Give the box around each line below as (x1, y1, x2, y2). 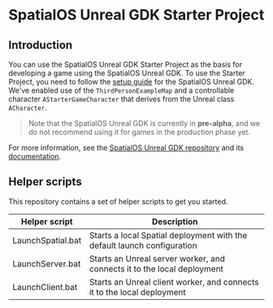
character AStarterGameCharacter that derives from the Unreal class (8, 94, 235, 103)
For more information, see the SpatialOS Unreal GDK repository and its (8, 143, 245, 152)
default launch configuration (89, 240, 197, 251)
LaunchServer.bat (12, 258, 81, 269)
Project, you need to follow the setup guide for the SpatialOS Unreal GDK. (8, 77, 254, 86)
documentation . (8, 152, 62, 161)
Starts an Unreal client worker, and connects (89, 276, 259, 288)
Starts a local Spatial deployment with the (89, 229, 248, 241)
